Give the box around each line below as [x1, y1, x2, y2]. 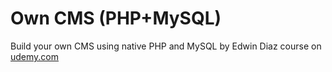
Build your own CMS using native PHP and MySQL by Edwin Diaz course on [10, 40, 322, 52]
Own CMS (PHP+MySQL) [10, 7, 222, 30]
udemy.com [10, 50, 60, 62]
